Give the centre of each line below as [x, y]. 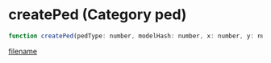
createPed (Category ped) [98, 15]
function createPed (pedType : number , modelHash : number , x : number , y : [131, 36]
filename [23, 51]
